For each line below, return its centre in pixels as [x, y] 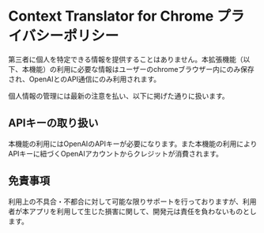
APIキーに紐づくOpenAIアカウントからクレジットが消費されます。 [116, 153]
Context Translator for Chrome [111, 16]
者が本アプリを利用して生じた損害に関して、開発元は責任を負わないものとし [132, 211]
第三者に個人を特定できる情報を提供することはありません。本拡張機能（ [126, 59]
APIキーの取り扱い [53, 123]
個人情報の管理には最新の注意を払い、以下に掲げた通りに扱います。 [119, 96]
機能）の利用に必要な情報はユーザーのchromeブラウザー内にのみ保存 [141, 69]
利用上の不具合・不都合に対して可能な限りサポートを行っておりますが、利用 [132, 201]
